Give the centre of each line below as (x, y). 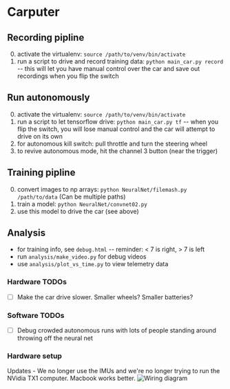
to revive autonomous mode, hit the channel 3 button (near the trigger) (117, 151)
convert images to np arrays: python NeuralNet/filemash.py (102, 189)
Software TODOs (36, 315)
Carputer (33, 12)
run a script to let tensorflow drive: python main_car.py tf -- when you (118, 121)
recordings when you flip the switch (68, 76)
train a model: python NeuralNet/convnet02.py (82, 203)
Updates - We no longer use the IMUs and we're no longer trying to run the (114, 371)
